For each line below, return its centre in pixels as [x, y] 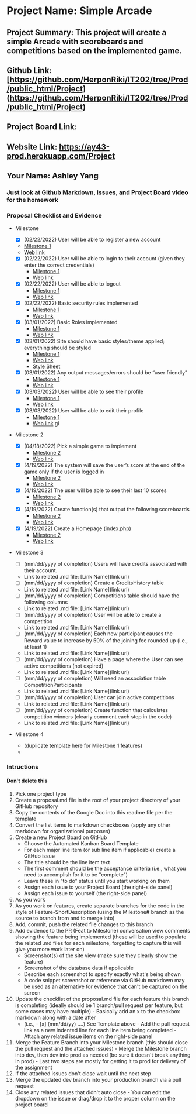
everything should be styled [57, 348]
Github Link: [29, 71]
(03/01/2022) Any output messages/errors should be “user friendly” [105, 372]
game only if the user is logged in [64, 472]
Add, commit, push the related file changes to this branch [84, 924]
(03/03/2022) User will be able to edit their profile [84, 410]
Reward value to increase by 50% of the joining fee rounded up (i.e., [106, 640]
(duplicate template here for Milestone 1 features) [83, 745]
